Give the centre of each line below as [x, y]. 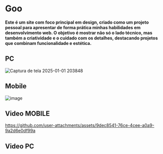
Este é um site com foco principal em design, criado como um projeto [77, 22]
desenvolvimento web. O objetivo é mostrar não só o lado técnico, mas [79, 33]
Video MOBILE [27, 113]
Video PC [20, 146]
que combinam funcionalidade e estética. [48, 43]
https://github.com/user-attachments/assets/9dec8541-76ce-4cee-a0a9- [80, 125]
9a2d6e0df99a [20, 131]
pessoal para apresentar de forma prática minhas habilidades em [73, 27]
